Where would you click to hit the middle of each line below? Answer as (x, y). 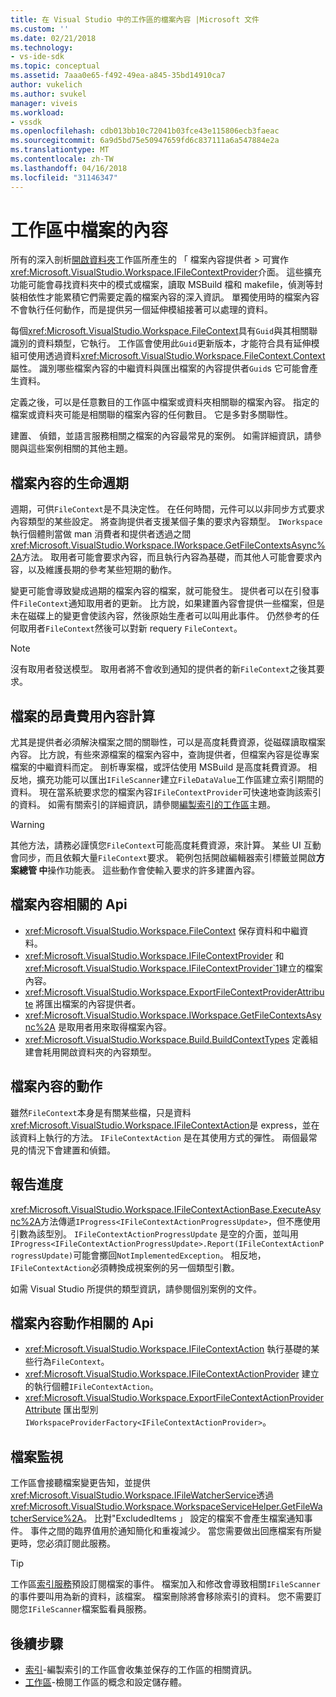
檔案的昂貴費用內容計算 (82, 716)
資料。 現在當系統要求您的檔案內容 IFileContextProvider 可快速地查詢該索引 (166, 792)
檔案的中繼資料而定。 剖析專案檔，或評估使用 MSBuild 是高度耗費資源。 (158, 767)
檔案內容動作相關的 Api (82, 1322)
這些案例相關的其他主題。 (80, 448)
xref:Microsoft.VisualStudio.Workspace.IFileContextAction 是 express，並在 (165, 1125)
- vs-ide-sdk (37, 57)
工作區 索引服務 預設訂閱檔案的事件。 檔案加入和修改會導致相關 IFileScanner (165, 1584)
